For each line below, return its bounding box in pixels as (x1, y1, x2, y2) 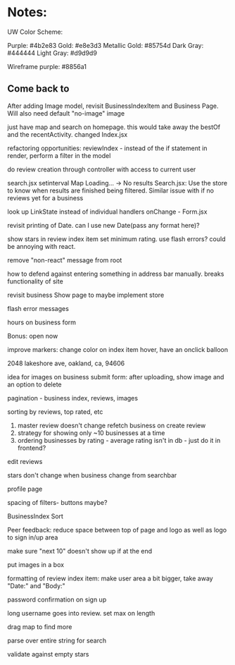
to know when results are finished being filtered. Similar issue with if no (7, 186, 215, 195)
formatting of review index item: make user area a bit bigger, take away (7, 574, 213, 582)
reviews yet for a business (7, 193, 84, 202)
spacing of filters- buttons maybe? (7, 498, 108, 506)
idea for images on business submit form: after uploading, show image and (7, 372, 224, 381)
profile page (7, 484, 43, 493)
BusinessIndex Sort (7, 512, 63, 520)
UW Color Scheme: (7, 28, 63, 36)
